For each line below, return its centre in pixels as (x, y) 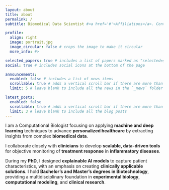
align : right (23, 38)
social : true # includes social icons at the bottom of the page (75, 65)
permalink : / (19, 19)
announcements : (21, 74)
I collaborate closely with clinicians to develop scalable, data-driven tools (83, 146)
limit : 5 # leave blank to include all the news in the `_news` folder (87, 88)
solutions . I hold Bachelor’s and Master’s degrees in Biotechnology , (77, 171)
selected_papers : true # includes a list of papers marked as (72, 61)
